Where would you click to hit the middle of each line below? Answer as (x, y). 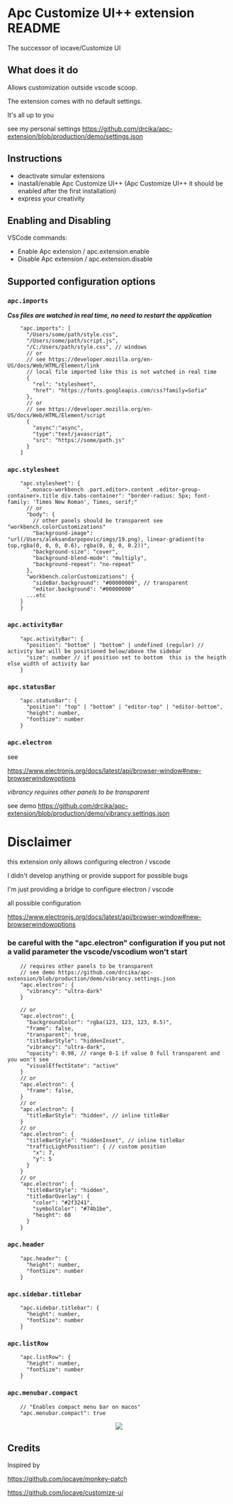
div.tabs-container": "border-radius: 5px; (126, 496)
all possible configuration (44, 903)
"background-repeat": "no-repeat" (84, 564)
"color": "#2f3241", (63, 1203)
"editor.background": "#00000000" (84, 589)
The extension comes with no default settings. (75, 101)
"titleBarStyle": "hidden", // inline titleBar (98, 1116)
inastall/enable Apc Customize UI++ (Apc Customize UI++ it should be (120, 183)
